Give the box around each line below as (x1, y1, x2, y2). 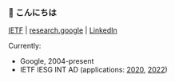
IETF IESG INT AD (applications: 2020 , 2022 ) (19, 65, 168, 75)
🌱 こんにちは (8, 6, 58, 18)
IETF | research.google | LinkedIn (8, 25, 117, 35)
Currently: (8, 41, 42, 51)
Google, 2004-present (19, 57, 94, 66)
